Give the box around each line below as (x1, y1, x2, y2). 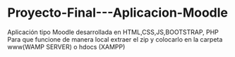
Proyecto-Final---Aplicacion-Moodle (7, 5, 228, 21)
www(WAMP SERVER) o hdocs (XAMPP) (7, 42, 126, 51)
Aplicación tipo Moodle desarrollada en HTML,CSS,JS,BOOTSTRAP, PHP (7, 28, 219, 36)
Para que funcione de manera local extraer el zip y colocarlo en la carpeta (7, 35, 223, 43)
